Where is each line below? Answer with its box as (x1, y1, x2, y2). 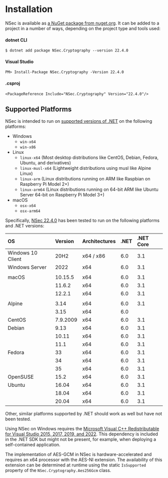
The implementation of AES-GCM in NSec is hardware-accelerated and (5, 451, 152, 457)
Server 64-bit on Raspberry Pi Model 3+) (19, 192, 105, 198)
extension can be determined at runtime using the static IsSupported (5, 462, 146, 468)
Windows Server (7, 264, 46, 271)
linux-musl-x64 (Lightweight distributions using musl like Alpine (19, 165, 151, 171)
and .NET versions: (5, 223, 44, 229)
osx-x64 (19, 203, 36, 208)
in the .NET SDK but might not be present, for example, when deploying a (5, 436, 156, 442)
